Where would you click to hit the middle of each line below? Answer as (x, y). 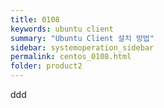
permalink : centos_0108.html (71, 57)
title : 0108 (35, 19)
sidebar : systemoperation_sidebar (82, 47)
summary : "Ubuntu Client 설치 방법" (82, 38)
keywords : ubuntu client (62, 29)
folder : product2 (46, 66)
